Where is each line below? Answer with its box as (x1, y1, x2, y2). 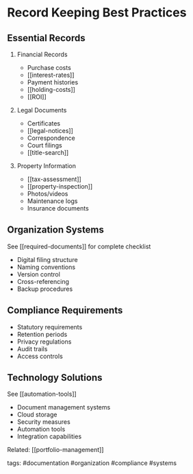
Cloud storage (16, 410, 57, 419)
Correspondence (27, 134, 75, 142)
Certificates (27, 119, 61, 128)
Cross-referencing (16, 277, 70, 285)
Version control (16, 270, 60, 279)
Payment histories (27, 78, 79, 86)
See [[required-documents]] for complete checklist (7, 242, 151, 250)
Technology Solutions (7, 372, 103, 383)
